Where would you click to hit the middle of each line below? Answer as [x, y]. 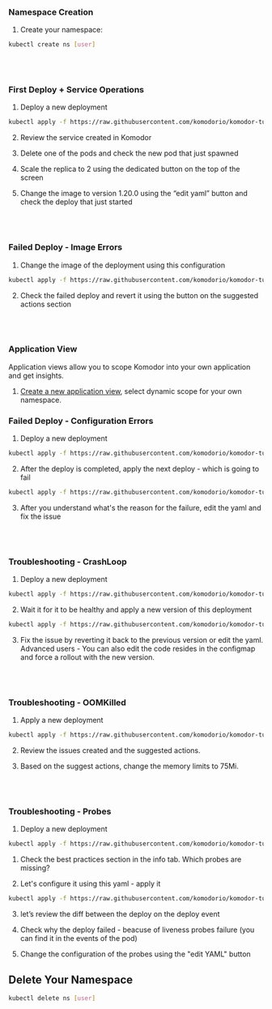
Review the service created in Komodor [86, 138]
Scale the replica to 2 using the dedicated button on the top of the [130, 169]
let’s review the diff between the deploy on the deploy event [120, 914]
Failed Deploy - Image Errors [66, 247]
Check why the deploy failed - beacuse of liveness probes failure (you [137, 930]
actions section [45, 304]
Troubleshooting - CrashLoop [68, 562]
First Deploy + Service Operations [76, 90]
